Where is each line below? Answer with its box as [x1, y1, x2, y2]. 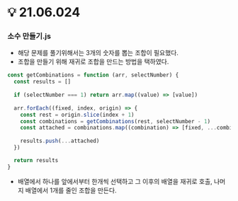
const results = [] [13, 79, 72, 86]
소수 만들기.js [7, 31, 52, 41]
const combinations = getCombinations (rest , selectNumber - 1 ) [20, 117, 211, 125]
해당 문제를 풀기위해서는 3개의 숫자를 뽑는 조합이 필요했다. [17, 49, 179, 57]
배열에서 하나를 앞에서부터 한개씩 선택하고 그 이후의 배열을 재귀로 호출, [17, 177, 212, 185]
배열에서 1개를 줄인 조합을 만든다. [25, 185, 117, 195]
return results [13, 156, 59, 163]
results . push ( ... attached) [20, 137, 100, 145]
